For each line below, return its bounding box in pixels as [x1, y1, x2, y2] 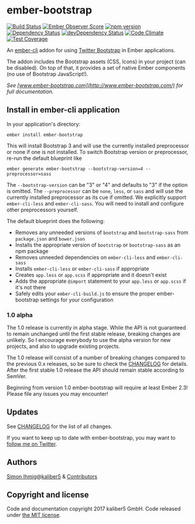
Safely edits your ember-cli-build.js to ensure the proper [15, 290, 156, 297]
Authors [6, 457, 37, 467]
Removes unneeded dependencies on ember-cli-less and [15, 254, 156, 261]
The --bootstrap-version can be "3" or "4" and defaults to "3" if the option [6, 181, 188, 188]
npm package [15, 247, 49, 255]
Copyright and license [6, 490, 90, 500]
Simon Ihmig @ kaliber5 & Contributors [6, 472, 98, 480]
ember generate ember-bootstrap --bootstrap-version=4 [6, 166, 143, 172]
